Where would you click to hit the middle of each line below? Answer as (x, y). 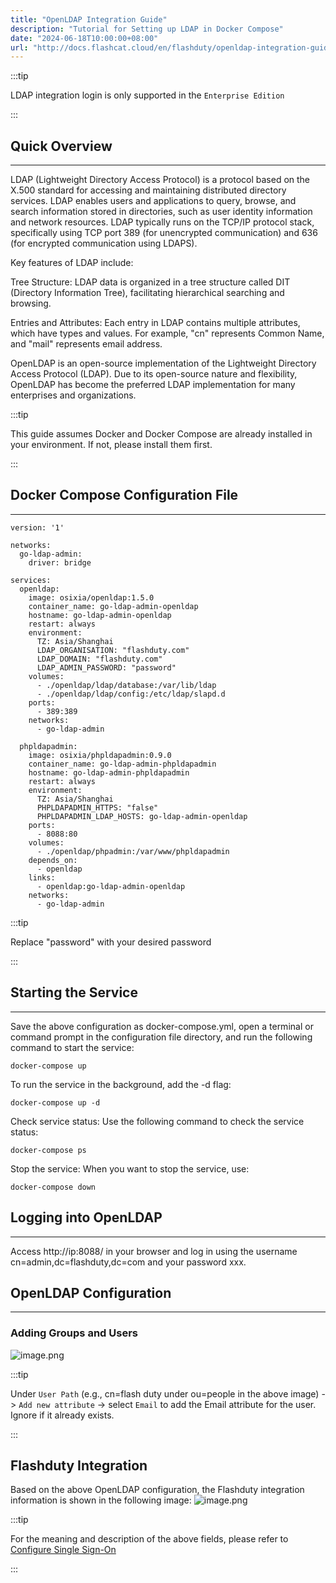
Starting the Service (74, 992)
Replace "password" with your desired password (111, 942)
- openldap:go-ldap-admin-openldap (111, 886)
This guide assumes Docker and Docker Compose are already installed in (161, 434)
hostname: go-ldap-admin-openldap (100, 615)
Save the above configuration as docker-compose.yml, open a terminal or (162, 1026)
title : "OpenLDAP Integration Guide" (89, 19)
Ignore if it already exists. (62, 1415)
